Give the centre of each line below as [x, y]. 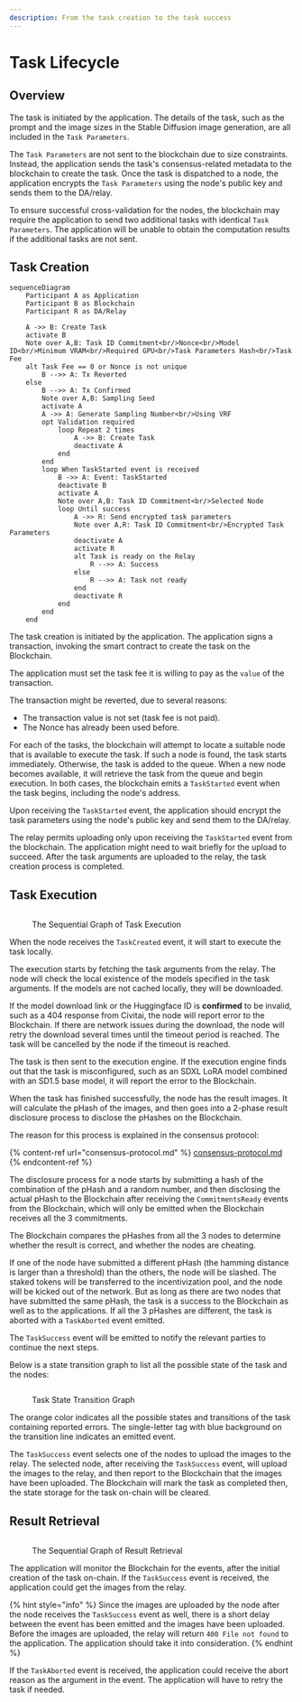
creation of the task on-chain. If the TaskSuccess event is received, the [139, 1578]
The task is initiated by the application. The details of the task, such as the [147, 117]
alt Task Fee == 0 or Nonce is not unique [106, 367]
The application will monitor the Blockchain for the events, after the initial [145, 1568]
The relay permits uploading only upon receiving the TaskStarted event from [151, 837]
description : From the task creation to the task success [120, 18]
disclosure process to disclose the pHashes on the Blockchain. [126, 1118]
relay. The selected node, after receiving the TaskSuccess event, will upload [148, 1464]
